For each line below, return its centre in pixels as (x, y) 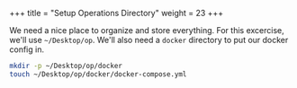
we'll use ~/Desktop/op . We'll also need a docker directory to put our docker (149, 40)
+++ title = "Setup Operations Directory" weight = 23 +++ (117, 13)
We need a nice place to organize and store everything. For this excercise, (147, 30)
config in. (27, 49)
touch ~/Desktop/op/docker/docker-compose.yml (98, 74)
